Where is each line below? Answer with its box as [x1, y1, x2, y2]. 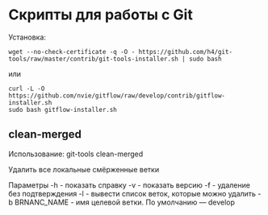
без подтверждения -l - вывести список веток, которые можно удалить [8, 188, 257, 198]
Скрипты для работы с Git [8, 6, 194, 24]
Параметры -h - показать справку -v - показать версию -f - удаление [8, 180, 250, 190]
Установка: [8, 32, 47, 42]
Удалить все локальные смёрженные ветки [8, 164, 160, 174]
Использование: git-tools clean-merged [8, 149, 144, 159]
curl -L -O [8, 85, 45, 93]
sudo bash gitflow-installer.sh [8, 105, 117, 114]
